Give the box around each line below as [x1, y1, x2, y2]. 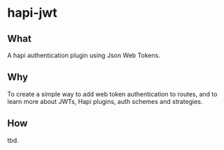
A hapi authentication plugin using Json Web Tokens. [7, 51, 161, 59]
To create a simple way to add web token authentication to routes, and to [7, 89, 218, 98]
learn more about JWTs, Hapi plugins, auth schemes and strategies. [7, 97, 203, 105]
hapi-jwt [7, 5, 57, 21]
